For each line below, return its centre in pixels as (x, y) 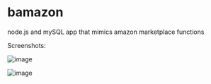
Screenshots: (27, 45)
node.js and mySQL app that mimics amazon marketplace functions (106, 32)
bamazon (35, 12)
